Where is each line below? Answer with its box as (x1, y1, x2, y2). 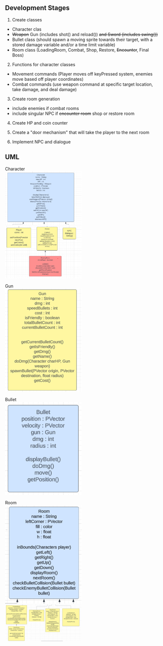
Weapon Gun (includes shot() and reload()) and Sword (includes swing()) (12, 31, 158, 37)
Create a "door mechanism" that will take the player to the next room (12, 129, 149, 135)
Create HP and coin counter (12, 120, 68, 126)
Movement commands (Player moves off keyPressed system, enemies (12, 71, 153, 77)
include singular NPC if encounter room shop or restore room (12, 111, 135, 116)
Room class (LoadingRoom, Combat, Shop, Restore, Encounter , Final (12, 47, 149, 53)
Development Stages (5, 4, 70, 12)
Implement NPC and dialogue (12, 139, 71, 145)
